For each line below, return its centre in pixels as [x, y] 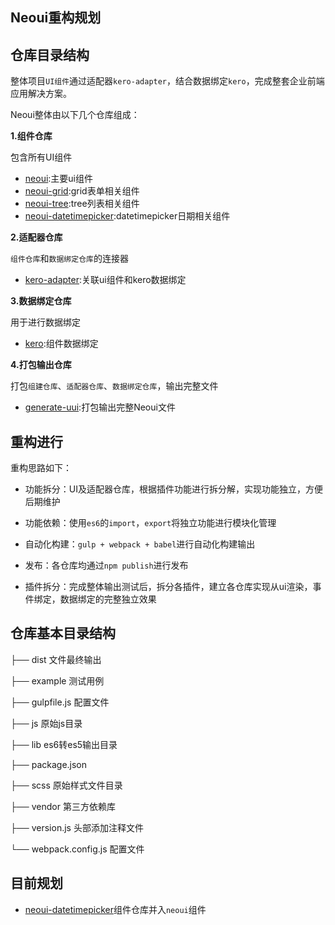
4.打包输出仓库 [41, 365]
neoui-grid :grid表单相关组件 [82, 191]
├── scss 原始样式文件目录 [66, 785]
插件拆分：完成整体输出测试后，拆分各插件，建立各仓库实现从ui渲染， [168, 587]
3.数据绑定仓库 [41, 301]
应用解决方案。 [41, 94]
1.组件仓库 [31, 136]
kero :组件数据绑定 [61, 344]
